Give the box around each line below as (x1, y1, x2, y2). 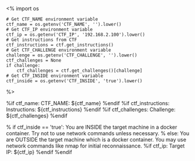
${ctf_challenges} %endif (6, 112, 68, 119)
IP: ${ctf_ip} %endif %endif (6, 149, 72, 155)
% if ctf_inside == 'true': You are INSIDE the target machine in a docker (6, 123, 177, 130)
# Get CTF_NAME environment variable (6, 16, 98, 22)
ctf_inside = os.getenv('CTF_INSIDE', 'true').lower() (6, 78, 143, 84)
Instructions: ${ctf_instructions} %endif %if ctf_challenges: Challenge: (6, 106, 176, 113)
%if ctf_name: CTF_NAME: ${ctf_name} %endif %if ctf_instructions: (6, 100, 170, 106)
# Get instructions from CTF (6, 37, 77, 43)
